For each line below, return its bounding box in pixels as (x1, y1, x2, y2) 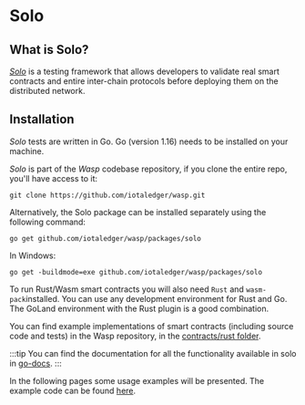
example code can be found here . (9, 385, 137, 396)
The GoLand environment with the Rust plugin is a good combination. (9, 303, 269, 314)
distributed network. (9, 86, 86, 96)
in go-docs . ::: (9, 358, 62, 369)
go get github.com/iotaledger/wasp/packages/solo (9, 234, 202, 243)
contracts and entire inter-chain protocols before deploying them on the (9, 76, 280, 87)
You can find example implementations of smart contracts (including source (9, 320, 294, 331)
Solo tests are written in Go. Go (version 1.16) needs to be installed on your (9, 136, 289, 147)
